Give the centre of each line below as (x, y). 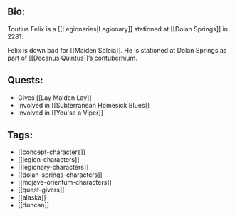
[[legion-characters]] (48, 160)
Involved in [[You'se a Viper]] (61, 113)
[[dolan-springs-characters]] (60, 175)
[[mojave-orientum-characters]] (64, 182)
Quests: (25, 80)
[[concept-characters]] (51, 152)
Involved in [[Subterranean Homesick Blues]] (84, 105)
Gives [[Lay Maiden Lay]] (54, 97)
